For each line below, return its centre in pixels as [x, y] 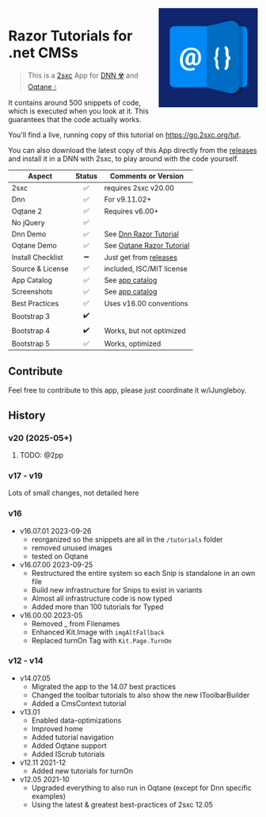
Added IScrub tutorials [68, 754]
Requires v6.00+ [131, 211]
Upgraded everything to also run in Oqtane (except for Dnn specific [141, 788]
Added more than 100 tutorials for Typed [97, 607]
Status [86, 176]
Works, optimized [133, 343]
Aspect [40, 176]
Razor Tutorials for [70, 36]
